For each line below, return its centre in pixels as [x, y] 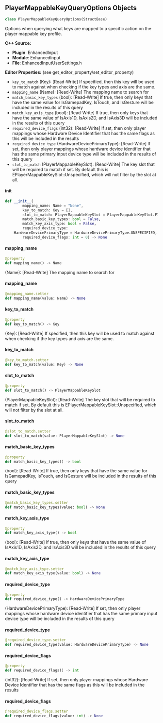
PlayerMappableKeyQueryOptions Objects [71, 8]
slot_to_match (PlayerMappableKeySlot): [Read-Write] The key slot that [83, 164]
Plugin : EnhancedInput [35, 52]
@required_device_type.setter [36, 640]
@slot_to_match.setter [28, 431]
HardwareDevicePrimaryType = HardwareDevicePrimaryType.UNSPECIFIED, [86, 233]
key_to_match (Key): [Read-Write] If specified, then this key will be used [83, 82]
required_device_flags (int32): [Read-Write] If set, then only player [79, 128]
